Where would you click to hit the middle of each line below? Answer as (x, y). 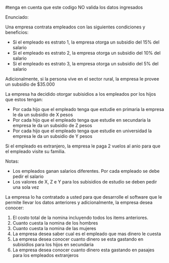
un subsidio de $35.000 (30, 84)
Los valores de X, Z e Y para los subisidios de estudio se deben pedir (85, 182)
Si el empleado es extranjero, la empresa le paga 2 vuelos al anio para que (83, 146)
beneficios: (17, 32)
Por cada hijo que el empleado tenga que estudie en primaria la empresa (88, 109)
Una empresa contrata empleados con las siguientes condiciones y (75, 27)
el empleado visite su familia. (35, 151)
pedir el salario (28, 176)
